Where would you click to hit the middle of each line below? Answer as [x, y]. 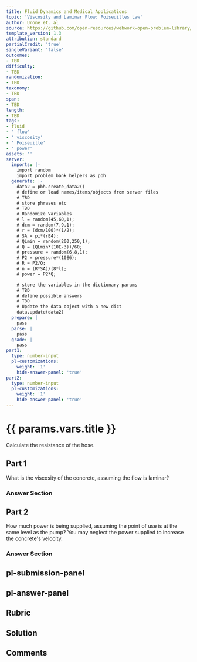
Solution [22, 633]
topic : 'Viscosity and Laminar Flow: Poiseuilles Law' [74, 17]
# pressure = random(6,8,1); [52, 252]
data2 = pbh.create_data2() [51, 187]
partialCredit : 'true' [34, 45]
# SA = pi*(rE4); [38, 236]
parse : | [22, 328]
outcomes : [18, 55]
